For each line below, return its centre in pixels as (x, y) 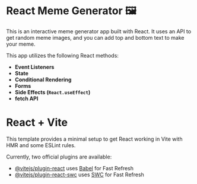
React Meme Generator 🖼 (71, 11)
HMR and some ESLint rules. (41, 145)
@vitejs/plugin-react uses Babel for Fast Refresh (74, 168)
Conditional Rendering (43, 80)
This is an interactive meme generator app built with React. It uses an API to (99, 31)
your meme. (21, 44)
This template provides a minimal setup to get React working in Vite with (94, 139)
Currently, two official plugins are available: (59, 157)
